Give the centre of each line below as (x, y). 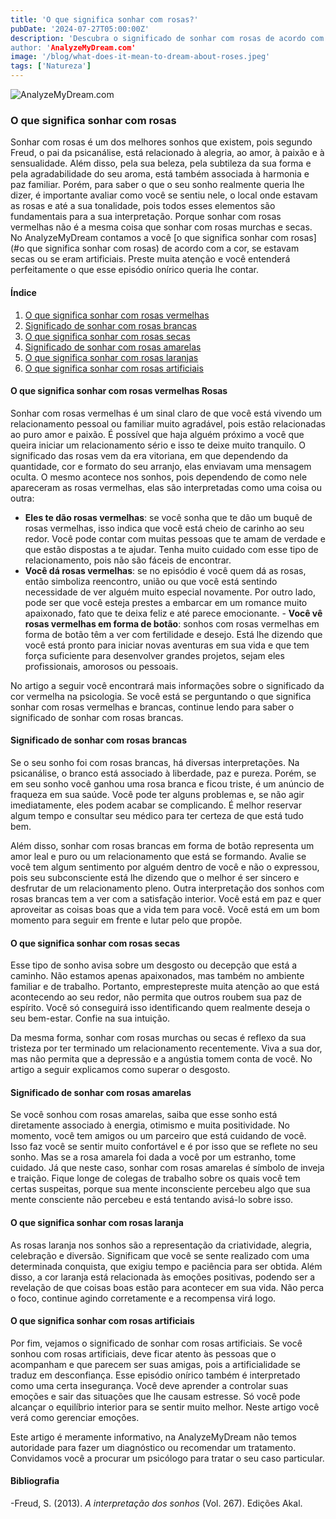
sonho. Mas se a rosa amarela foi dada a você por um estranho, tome (153, 1157)
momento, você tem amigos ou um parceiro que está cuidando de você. (158, 1136)
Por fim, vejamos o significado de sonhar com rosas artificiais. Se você (156, 1343)
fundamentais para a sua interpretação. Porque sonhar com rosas (146, 217)
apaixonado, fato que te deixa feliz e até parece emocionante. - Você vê (173, 613)
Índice (23, 292)
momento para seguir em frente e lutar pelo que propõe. (126, 920)
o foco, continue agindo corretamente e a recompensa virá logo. (143, 1298)
